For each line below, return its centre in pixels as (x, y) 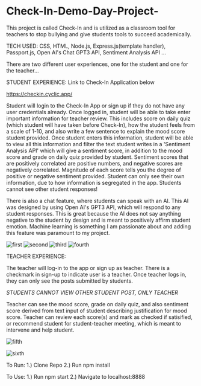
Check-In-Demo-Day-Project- (82, 11)
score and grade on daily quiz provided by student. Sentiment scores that (97, 157)
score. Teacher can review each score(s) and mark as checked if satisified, (99, 317)
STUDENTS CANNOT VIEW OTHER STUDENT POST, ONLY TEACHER (92, 292)
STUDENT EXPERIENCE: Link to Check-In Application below (81, 82)
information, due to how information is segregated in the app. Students (94, 182)
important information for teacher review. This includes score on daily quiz (98, 118)
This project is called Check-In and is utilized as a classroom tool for (91, 28)
